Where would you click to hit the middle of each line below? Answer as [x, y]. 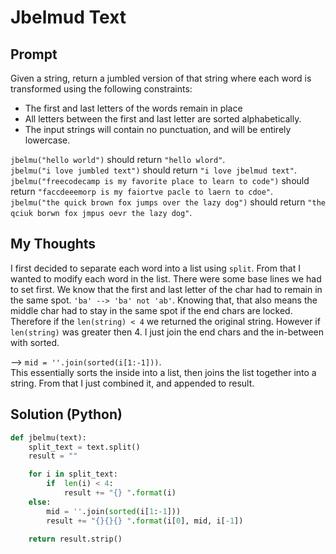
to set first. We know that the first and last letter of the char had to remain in [166, 289]
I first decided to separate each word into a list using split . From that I [155, 268]
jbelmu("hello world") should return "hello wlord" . [118, 159]
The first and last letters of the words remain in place [133, 108]
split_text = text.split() [84, 447]
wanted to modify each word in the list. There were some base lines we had [166, 278]
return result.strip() [75, 539]
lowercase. [47, 140]
